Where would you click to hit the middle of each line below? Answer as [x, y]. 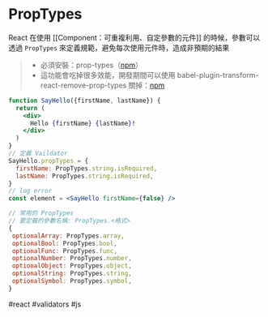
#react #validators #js [45, 304]
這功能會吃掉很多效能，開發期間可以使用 [108, 75]
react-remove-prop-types [83, 85]
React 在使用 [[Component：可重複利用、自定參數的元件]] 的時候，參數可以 [134, 37]
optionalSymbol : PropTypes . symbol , [72, 281]
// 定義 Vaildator [38, 154]
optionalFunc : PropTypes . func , [64, 251]
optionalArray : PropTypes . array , [68, 236]
